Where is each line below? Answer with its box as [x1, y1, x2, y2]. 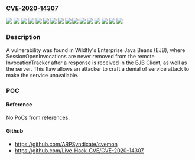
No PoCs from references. [6, 114, 70, 121]
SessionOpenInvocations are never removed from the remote [6, 53, 155, 60]
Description [6, 33, 41, 41]
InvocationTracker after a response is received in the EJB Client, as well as [6, 59, 187, 66]
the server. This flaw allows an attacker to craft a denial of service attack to [6, 65, 190, 72]
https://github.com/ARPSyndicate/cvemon [14, 141, 118, 148]
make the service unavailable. [6, 71, 79, 79]
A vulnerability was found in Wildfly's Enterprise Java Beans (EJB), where [6, 46, 186, 54]
